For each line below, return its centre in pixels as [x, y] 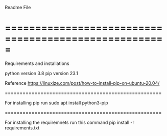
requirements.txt [22, 128]
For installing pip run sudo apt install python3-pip [56, 103]
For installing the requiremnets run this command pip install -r [70, 122]
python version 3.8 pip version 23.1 [42, 73]
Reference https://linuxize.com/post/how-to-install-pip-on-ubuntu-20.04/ [82, 83]
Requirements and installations [37, 63]
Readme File [18, 7]
